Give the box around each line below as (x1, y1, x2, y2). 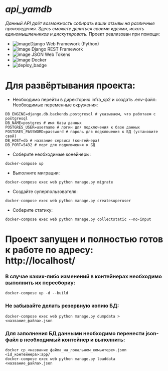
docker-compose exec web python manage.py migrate (5, 179, 113, 184)
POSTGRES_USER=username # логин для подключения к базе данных (5, 125, 140, 130)
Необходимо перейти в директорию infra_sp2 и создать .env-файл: (12, 96, 157, 102)
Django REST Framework (32, 46, 83, 52)
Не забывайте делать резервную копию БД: (5, 302, 119, 310)
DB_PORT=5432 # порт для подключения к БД (5, 142, 95, 147)
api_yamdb (5, 4, 52, 15)
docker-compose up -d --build (5, 291, 69, 296)
